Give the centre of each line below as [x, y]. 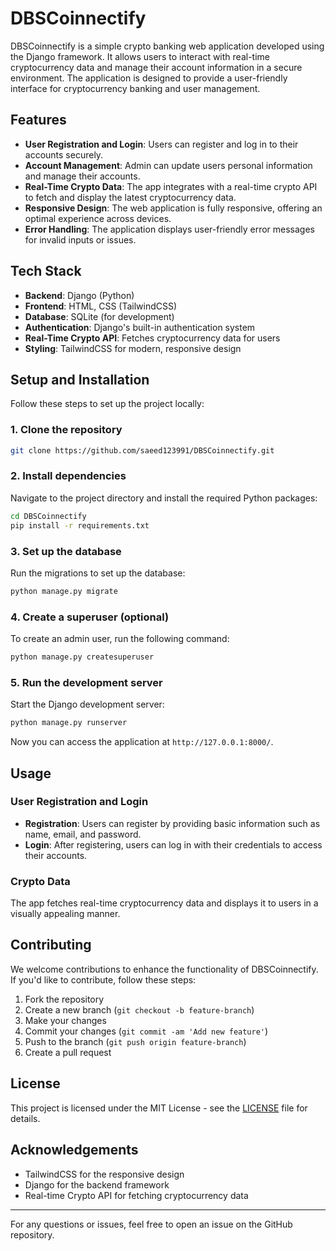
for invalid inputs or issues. [80, 239]
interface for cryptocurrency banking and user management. [135, 88]
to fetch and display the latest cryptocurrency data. [130, 197]
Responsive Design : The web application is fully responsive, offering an [173, 208]
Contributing [51, 945]
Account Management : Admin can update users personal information [168, 165]
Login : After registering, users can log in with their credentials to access [173, 844]
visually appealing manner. [65, 914]
